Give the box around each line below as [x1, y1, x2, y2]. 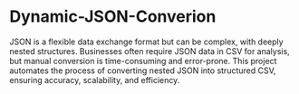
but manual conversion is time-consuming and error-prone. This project [9, 55, 277, 66]
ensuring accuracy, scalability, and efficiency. [9, 74, 180, 85]
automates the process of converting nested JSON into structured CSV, [9, 65, 276, 76]
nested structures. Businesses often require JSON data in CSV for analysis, [9, 45, 290, 56]
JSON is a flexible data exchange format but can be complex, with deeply [9, 36, 284, 47]
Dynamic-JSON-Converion [9, 6, 217, 27]
